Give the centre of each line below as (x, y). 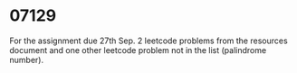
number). (26, 59)
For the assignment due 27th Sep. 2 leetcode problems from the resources (148, 41)
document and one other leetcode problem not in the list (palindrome (138, 50)
